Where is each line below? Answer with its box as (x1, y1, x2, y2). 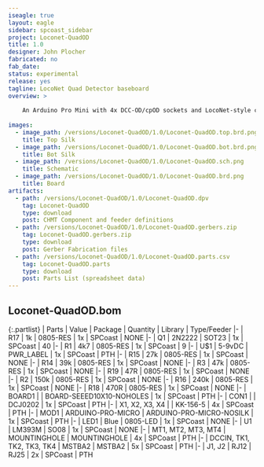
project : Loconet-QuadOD (8, 33, 90, 42)
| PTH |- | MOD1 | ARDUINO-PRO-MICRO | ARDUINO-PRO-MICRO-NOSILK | (8, 408, 254, 417)
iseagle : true (8, 11, 55, 20)
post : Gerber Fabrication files (22, 245, 128, 253)
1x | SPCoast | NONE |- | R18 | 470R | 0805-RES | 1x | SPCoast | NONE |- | (8, 383, 247, 392)
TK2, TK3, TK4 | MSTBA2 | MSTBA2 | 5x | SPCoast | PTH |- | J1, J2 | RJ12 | (8, 441, 251, 450)
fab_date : (8, 63, 41, 71)
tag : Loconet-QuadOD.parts (22, 260, 111, 268)
